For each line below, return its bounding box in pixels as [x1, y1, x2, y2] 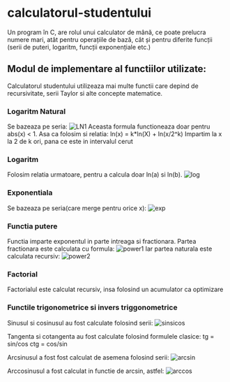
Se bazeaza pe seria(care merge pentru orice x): [7, 204, 147, 212]
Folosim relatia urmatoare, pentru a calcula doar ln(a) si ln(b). [7, 170, 183, 179]
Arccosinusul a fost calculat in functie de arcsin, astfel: [7, 367, 164, 375]
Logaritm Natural [7, 106, 66, 116]
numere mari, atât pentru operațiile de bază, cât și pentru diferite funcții [7, 35, 213, 43]
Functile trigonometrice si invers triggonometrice [7, 302, 178, 312]
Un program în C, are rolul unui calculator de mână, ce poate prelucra [7, 28, 206, 36]
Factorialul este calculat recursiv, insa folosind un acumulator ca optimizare [7, 285, 224, 294]
